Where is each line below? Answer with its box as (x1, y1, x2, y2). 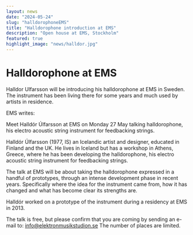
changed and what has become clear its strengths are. (6, 186, 137, 193)
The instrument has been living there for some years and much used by (6, 92, 178, 99)
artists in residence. (6, 98, 54, 105)
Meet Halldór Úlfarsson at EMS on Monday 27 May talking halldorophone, (6, 120, 183, 127)
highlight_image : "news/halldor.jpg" (6, 42, 98, 47)
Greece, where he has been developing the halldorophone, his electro (6, 150, 174, 158)
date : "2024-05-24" (6, 14, 54, 20)
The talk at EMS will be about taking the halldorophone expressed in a (6, 168, 174, 175)
